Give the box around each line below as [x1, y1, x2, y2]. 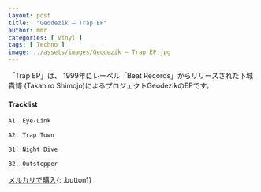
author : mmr [8, 26, 47, 34]
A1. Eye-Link [8, 117, 51, 125]
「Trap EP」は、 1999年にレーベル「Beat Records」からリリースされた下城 [8, 71, 254, 80]
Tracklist [8, 100, 38, 109]
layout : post [8, 11, 51, 20]
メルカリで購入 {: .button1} [8, 175, 92, 184]
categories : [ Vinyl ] [8, 33, 83, 42]
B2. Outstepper [8, 160, 58, 168]
